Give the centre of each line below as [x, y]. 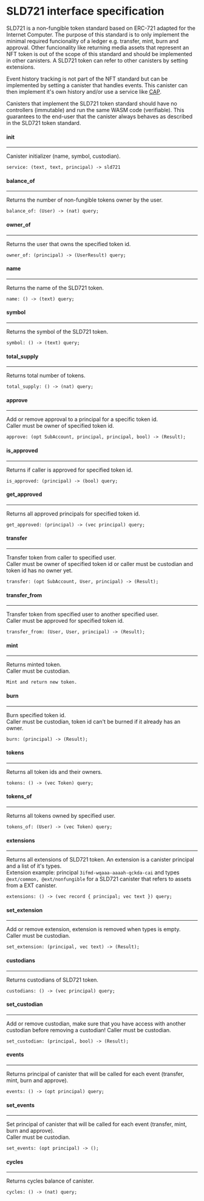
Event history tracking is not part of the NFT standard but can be [87, 79]
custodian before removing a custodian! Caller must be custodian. [89, 1030]
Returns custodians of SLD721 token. [53, 980]
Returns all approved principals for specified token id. [73, 514]
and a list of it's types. [34, 866]
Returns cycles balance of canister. [50, 1181]
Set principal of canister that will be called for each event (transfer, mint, [97, 1124]
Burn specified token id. [36, 715]
